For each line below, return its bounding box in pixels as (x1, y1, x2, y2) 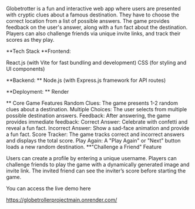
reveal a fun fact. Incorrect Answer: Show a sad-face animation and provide (6, 125, 190, 131)
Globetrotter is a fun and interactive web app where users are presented (6, 5, 181, 12)
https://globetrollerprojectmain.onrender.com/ (6, 197, 117, 203)
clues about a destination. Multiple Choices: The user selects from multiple (6, 106, 187, 112)
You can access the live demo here (6, 185, 91, 192)
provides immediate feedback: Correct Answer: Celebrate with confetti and (6, 118, 188, 125)
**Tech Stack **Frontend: (6, 48, 72, 55)
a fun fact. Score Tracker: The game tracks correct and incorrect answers (6, 131, 185, 138)
